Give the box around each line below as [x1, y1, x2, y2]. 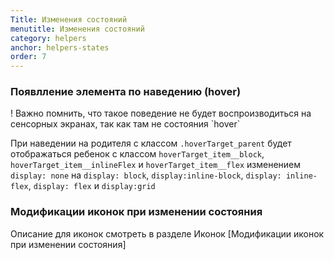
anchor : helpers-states [10, 42, 110, 53]
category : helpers [10, 33, 87, 43]
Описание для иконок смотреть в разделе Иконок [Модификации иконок [10, 227, 325, 240]
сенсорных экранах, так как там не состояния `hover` [10, 118, 241, 130]
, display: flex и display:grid [28, 180, 156, 192]
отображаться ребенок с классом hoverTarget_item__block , [10, 148, 265, 160]
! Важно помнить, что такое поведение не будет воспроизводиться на [10, 107, 312, 120]
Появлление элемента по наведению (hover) [10, 85, 242, 99]
